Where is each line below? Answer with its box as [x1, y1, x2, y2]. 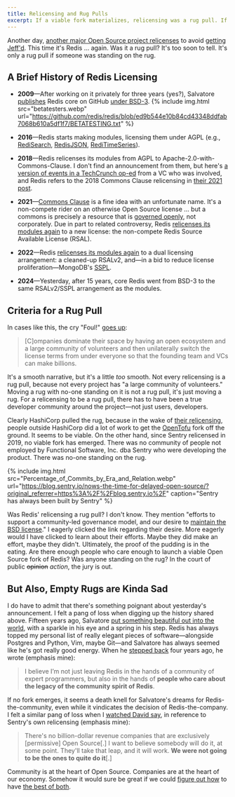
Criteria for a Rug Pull [7, 304, 103, 316]
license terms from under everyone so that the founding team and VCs [24, 352, 229, 360]
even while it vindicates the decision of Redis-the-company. [55, 702, 228, 711]
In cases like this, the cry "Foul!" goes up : [7, 323, 128, 332]
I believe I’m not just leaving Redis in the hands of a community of [24, 667, 215, 675]
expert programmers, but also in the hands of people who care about [24, 674, 226, 683]
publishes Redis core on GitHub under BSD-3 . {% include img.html [17, 97, 210, 106]
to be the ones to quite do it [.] [24, 754, 112, 762]
